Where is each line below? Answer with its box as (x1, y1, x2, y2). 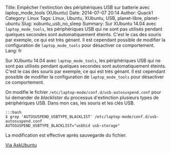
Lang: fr (5, 48, 22, 54)
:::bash (5, 110, 22, 115)
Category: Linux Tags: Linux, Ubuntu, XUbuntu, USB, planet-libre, (5, 15, 143, 21)
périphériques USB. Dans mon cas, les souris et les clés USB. (5, 100, 135, 106)
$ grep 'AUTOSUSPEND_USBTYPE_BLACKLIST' (5, 114, 93, 119)
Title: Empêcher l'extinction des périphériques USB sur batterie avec (5, 5, 150, 10)
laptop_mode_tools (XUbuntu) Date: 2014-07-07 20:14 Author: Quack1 (5, 10, 154, 16)
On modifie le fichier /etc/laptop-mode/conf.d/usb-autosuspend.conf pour (5, 89, 161, 95)
